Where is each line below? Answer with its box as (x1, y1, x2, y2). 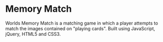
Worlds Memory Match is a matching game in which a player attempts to (5, 20, 158, 26)
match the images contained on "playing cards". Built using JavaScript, (5, 25, 155, 31)
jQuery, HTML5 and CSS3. (5, 31, 61, 37)
